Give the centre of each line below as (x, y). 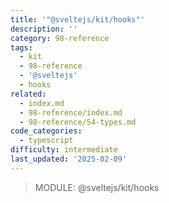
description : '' (44, 29)
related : (28, 94)
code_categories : (46, 131)
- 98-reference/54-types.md (78, 122)
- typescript (46, 141)
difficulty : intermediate (64, 150)
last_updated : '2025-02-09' (69, 159)
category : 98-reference (60, 38)
